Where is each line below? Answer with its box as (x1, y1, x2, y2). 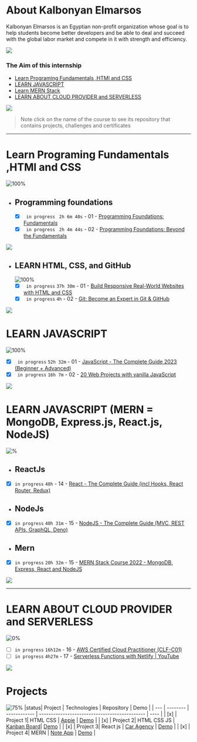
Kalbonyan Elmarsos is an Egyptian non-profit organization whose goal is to (6, 23, 189, 30)
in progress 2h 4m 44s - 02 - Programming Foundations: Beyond (26, 226, 185, 233)
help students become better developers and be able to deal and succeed (6, 29, 185, 36)
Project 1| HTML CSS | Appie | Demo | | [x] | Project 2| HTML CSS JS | (6, 716, 175, 724)
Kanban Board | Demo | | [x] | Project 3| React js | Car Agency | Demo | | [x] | (6, 723, 191, 730)
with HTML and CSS (23, 289, 73, 296)
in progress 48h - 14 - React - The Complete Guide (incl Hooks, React (14, 480, 184, 487)
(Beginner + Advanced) (14, 365, 72, 372)
